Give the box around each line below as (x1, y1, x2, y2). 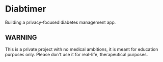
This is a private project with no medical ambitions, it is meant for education (5, 46, 159, 52)
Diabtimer (5, 3, 47, 15)
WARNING (5, 33, 37, 42)
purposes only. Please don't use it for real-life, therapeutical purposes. (5, 51, 148, 57)
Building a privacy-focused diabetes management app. (5, 19, 116, 25)
